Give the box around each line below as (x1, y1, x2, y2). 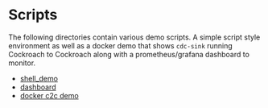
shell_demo (19, 73, 59, 83)
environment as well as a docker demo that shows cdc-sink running (8, 40, 233, 50)
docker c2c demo (19, 90, 79, 100)
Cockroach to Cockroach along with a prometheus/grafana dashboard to (8, 49, 249, 59)
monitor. (8, 58, 36, 68)
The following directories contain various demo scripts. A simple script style (8, 32, 261, 42)
